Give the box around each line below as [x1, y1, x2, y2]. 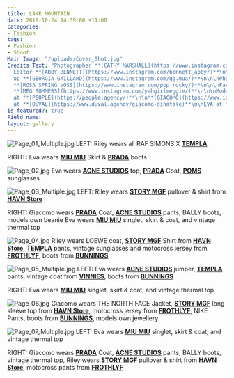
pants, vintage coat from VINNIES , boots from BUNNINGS [7, 272, 174, 281]
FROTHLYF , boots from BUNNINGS [7, 251, 109, 260]
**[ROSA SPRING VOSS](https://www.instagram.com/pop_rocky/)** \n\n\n [13, 81, 219, 88]
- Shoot [7, 49, 30, 56]
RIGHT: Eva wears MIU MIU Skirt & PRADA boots [7, 152, 148, 161]
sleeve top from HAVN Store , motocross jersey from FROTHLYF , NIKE [7, 306, 208, 315]
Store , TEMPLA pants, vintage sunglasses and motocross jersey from [7, 244, 208, 252]
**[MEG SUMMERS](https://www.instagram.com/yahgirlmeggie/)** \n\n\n [13, 88, 217, 95]
